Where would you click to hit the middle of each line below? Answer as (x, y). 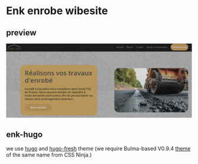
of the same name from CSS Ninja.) (49, 155)
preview (21, 33)
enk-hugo (24, 134)
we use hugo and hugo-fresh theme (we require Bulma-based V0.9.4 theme (98, 149)
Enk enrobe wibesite (57, 11)
